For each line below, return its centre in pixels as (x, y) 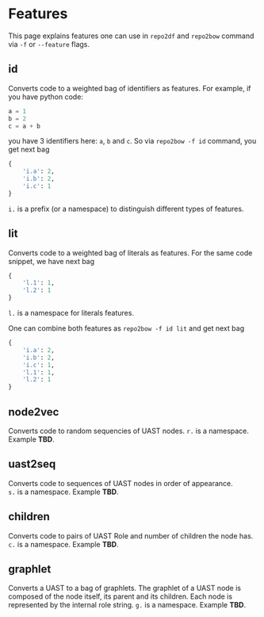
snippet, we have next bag (52, 261)
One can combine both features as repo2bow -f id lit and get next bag (126, 328)
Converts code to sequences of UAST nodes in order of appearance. (121, 483)
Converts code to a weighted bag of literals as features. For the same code (130, 253)
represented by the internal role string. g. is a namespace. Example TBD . (127, 605)
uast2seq (32, 464)
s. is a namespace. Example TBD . (63, 492)
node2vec (34, 412)
